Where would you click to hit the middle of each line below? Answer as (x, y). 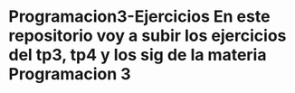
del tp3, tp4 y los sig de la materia (138, 55)
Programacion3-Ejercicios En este (139, 17)
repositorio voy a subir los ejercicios (147, 36)
